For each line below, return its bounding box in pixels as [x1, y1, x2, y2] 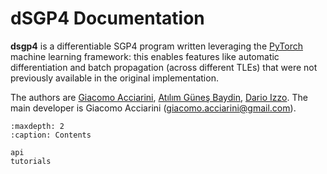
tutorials [10, 156, 52, 166]
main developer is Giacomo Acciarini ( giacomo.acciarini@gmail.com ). [10, 102, 297, 114]
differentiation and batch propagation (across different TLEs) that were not [10, 61, 318, 73]
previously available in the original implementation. [10, 72, 219, 84]
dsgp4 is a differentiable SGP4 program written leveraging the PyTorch [10, 40, 303, 52]
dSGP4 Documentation [10, 7, 205, 30]
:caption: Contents [10, 130, 92, 140]
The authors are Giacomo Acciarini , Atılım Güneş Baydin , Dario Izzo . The [10, 91, 308, 103]
